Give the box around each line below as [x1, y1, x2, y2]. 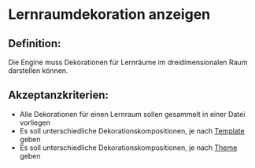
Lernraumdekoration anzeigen [8, 5, 211, 24]
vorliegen [19, 118, 51, 127]
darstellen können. [8, 66, 68, 75]
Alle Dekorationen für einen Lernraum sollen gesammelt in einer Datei [19, 109, 246, 119]
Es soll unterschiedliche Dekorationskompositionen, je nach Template [19, 126, 246, 135]
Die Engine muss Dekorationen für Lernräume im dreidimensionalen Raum [8, 57, 248, 67]
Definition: [8, 37, 61, 50]
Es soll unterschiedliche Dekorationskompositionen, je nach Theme [19, 143, 238, 152]
